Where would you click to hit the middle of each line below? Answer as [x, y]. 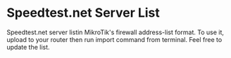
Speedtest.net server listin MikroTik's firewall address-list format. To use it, [115, 32]
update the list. [28, 47]
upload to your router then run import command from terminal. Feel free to [114, 39]
